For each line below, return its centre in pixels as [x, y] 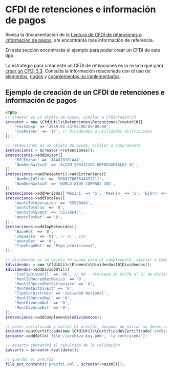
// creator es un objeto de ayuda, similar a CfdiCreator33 [71, 117]
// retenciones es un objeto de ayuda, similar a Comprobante [73, 145]
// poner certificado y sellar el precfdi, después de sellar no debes [83, 327]
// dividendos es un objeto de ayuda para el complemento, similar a [81, 260]
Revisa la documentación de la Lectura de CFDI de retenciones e [74, 34]
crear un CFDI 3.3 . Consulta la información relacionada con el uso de [78, 71]
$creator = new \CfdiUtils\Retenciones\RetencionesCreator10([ [74, 122]
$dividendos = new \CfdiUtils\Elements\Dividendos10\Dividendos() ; [79, 265]
